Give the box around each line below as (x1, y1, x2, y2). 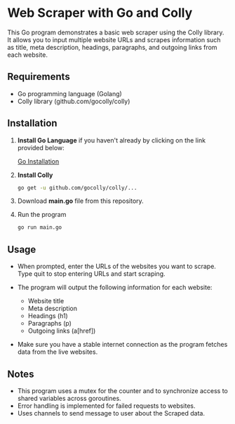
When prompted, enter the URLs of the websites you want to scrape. (17, 262, 216, 271)
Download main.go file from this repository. (17, 197, 144, 205)
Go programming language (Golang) (17, 89, 123, 98)
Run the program (17, 211, 67, 219)
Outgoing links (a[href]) (27, 326, 96, 335)
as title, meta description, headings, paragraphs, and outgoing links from (7, 43, 217, 51)
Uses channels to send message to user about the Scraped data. (17, 409, 206, 417)
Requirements (7, 71, 70, 83)
